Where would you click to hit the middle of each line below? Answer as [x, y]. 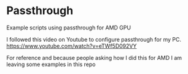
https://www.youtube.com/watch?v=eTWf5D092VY [72, 46]
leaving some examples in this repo [51, 64]
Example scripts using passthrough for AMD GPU [69, 28]
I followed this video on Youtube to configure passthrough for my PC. [94, 39]
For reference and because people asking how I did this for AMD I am [94, 57]
